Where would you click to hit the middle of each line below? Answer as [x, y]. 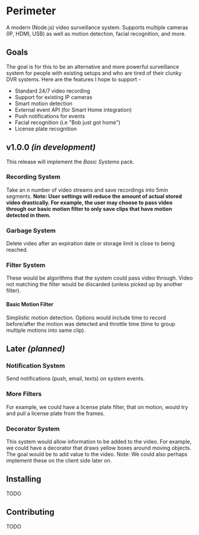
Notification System [36, 365]
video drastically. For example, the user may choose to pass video [89, 202]
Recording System [33, 177]
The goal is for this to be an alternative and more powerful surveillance [93, 67]
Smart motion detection [44, 103]
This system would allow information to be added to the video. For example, [99, 441]
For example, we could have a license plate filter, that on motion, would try [97, 407]
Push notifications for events [50, 116]
